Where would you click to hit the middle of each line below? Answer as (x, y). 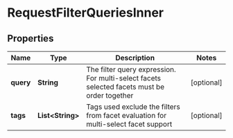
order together (110, 95)
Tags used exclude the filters (133, 107)
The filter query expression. (131, 69)
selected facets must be (126, 87)
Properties (31, 38)
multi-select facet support (129, 124)
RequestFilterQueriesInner (86, 13)
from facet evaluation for (127, 115)
